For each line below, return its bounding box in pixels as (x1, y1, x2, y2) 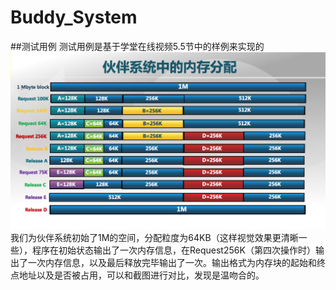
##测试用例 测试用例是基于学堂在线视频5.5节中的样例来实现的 (10, 40, 265, 52)
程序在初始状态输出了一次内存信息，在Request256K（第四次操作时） (31, 244, 316, 256)
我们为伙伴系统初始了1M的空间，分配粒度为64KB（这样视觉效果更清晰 (10, 231, 299, 243)
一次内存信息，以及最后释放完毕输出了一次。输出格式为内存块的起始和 (27, 256, 317, 268)
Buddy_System (10, 6, 138, 29)
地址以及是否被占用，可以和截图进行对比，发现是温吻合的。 (18, 269, 265, 281)
